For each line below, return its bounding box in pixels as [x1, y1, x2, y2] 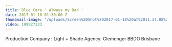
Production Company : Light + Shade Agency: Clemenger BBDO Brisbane [5, 36, 160, 42]
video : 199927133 [5, 21, 42, 27]
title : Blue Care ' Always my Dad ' [5, 7, 83, 13]
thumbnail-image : [5, 17, 42, 22]
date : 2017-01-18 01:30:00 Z [5, 12, 68, 17]
